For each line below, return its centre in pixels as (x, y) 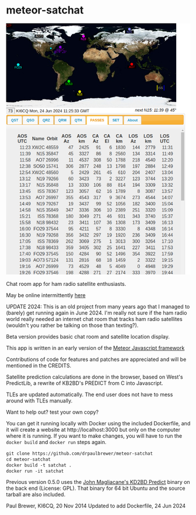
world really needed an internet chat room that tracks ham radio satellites (94, 319)
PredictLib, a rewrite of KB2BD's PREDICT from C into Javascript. (85, 383)
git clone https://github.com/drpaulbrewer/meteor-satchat (80, 453)
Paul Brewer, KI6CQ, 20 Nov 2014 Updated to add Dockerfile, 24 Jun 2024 (96, 506)
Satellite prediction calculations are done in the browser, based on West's (94, 377)
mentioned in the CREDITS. (39, 365)
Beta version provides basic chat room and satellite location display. (88, 336)
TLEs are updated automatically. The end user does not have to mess (90, 394)
